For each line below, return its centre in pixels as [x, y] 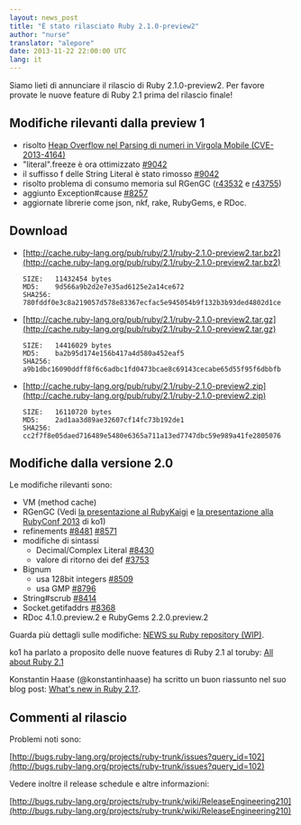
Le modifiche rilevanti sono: [61, 485]
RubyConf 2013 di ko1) [64, 522]
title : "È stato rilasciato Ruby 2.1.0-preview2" [105, 26]
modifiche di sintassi [60, 541]
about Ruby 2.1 [37, 662]
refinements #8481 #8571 [69, 531]
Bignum [36, 570]
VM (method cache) [59, 503]
